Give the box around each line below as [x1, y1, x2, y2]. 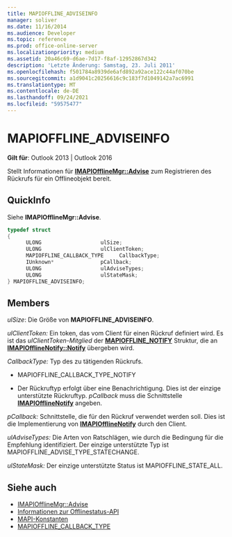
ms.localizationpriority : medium [7, 49, 104, 56]
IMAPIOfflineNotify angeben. [17, 399, 103, 407]
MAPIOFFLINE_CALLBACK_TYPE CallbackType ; [25, 252, 160, 259]
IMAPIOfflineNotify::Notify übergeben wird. [7, 344, 135, 352]
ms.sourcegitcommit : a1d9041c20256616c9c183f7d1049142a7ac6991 [7, 74, 194, 82]
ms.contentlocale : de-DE [7, 88, 79, 94]
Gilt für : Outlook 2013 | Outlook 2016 [7, 154, 113, 162]
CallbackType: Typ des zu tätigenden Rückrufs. [7, 357, 144, 365]
